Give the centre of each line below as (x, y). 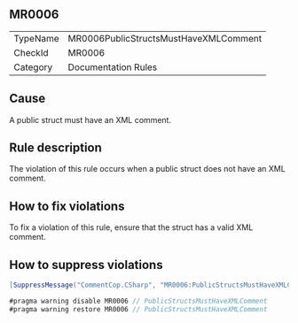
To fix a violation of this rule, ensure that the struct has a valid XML (131, 227)
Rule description (55, 148)
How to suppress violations (86, 265)
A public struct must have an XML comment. (90, 119)
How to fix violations (67, 206)
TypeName (36, 38)
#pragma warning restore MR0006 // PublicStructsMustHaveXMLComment (138, 309)
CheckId (31, 52)
